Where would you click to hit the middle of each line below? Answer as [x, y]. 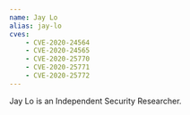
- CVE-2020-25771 [58, 68]
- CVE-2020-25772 [58, 76]
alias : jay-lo [36, 26]
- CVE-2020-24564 [58, 42]
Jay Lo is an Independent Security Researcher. [95, 101]
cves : [19, 34]
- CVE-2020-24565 [58, 51]
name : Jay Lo [34, 17]
